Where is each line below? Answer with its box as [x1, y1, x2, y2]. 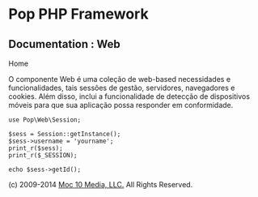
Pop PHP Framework [8, 5, 149, 24]
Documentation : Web [8, 37, 121, 51]
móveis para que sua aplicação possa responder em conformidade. [8, 101, 234, 109]
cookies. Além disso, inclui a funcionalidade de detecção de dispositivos [8, 92, 251, 101]
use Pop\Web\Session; [8, 116, 82, 124]
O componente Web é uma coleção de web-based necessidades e [8, 75, 231, 84]
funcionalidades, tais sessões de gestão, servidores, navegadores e [8, 83, 235, 92]
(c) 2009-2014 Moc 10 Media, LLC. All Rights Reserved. [8, 180, 193, 189]
